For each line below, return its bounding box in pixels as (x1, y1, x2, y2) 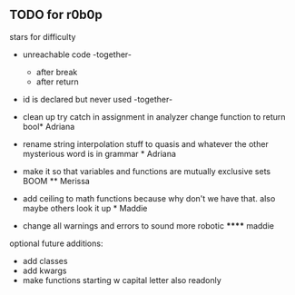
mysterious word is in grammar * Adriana (22, 148, 177, 159)
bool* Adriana (22, 121, 75, 132)
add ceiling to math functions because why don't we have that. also (22, 192, 276, 203)
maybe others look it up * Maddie (22, 202, 148, 213)
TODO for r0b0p (9, 7, 103, 23)
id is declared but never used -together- (22, 93, 173, 104)
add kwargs (22, 265, 67, 276)
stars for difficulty (9, 31, 76, 42)
